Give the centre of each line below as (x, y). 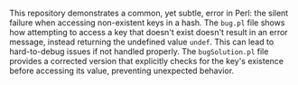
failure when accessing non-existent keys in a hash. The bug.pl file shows (147, 23)
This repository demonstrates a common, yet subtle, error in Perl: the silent (149, 13)
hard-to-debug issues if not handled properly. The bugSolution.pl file (139, 52)
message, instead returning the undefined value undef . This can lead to (142, 42)
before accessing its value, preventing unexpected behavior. (122, 71)
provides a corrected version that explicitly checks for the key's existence (147, 61)
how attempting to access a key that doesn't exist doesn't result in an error (149, 32)
